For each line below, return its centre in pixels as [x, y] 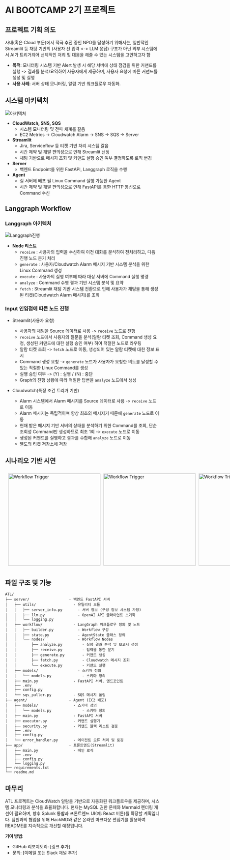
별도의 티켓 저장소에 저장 [43, 444]
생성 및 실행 [24, 77]
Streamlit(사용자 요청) [33, 320]
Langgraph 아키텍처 [28, 224]
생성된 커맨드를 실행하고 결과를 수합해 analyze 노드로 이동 [75, 437]
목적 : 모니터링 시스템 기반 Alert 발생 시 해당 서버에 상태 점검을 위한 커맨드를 [84, 65]
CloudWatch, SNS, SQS [37, 123]
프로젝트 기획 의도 [30, 30]
